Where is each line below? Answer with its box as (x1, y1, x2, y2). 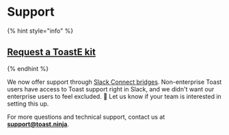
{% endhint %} (7, 64, 49, 72)
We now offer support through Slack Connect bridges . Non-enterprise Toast (7, 78, 222, 86)
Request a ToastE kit (7, 46, 96, 58)
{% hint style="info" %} (7, 27, 74, 35)
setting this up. (7, 100, 49, 108)
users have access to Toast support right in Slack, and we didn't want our (7, 85, 215, 93)
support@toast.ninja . (7, 120, 70, 128)
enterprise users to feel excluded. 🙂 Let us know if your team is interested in (7, 92, 222, 100)
